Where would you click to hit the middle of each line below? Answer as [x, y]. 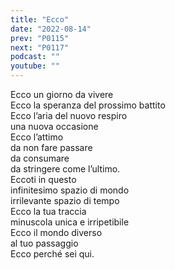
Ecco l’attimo [37, 137]
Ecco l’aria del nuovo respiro [69, 115]
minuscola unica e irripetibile [70, 222]
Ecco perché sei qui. [52, 254]
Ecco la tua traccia [48, 211]
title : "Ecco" [40, 19]
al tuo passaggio [44, 243]
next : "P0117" [40, 47]
